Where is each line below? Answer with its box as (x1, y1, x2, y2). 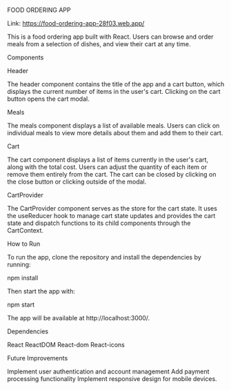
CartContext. (7, 226, 43, 234)
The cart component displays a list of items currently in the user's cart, (7, 155, 209, 164)
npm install (7, 274, 39, 282)
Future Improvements (7, 354, 68, 362)
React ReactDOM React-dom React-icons (7, 341, 125, 349)
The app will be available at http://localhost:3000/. (7, 314, 150, 322)
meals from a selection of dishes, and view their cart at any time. (7, 40, 191, 48)
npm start (7, 300, 35, 309)
